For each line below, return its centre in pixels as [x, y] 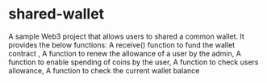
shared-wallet [56, 14]
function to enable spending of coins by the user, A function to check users [133, 62]
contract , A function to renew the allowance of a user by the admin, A [125, 53]
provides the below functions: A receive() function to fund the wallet [122, 44]
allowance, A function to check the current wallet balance [104, 70]
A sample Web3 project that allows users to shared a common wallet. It [126, 36]
